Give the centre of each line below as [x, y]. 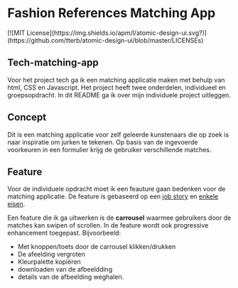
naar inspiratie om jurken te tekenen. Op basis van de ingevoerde [103, 142]
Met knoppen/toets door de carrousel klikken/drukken [97, 247]
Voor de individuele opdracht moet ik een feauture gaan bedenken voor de [117, 189]
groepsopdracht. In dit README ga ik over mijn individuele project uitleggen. [119, 95]
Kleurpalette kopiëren [49, 262]
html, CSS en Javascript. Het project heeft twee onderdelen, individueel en [117, 87]
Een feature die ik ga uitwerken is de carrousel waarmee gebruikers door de [119, 218]
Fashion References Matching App [112, 13]
